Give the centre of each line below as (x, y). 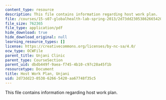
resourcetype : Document (30, 69)
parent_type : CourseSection (34, 60)
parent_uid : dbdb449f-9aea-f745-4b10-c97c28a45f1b (58, 65)
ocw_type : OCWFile (24, 51)
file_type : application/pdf (34, 28)
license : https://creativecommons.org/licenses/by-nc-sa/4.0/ (70, 46)
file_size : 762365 (24, 23)
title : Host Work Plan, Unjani (37, 74)
